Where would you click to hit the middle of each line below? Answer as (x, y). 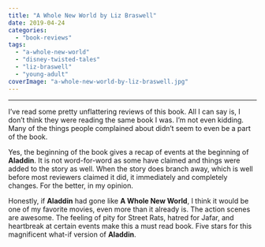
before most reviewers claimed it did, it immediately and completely (118, 177)
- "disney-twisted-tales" (58, 60)
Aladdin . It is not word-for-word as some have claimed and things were (124, 160)
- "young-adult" (42, 74)
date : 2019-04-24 (37, 23)
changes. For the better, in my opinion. (71, 185)
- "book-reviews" (44, 37)
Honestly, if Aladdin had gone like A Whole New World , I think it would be (129, 200)
